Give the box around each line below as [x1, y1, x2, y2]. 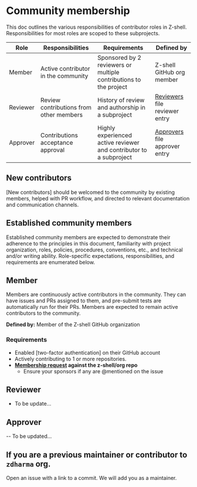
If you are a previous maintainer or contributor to [6, 449, 188, 459]
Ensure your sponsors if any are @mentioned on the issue [23, 367, 164, 374]
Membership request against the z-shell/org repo [14, 362, 138, 369]
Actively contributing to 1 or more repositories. [14, 355, 127, 362]
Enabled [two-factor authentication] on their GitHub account [14, 349, 161, 356]
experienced [97, 131, 133, 139]
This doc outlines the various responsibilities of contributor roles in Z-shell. [6, 23, 187, 30]
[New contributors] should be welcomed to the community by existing [6, 189, 175, 196]
